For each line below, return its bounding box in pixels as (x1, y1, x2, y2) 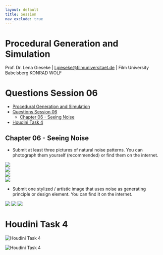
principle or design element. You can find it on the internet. (12, 191, 133, 197)
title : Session (5, 12, 37, 17)
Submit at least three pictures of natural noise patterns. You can (12, 147, 143, 153)
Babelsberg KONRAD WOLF (5, 70, 62, 76)
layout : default (5, 7, 39, 12)
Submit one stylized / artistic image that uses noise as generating (12, 186, 146, 192)
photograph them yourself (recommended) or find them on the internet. (12, 152, 159, 158)
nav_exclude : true (5, 16, 43, 21)
